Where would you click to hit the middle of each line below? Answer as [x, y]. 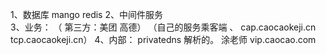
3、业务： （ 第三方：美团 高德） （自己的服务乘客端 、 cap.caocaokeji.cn [163, 27]
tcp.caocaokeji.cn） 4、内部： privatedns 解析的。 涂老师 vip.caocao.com [163, 39]
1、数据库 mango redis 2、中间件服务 [86, 14]
